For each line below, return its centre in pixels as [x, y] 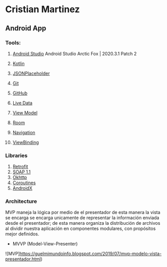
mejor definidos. [22, 234]
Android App [26, 28]
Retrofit [20, 167]
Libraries [16, 155]
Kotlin [18, 63]
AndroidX [23, 188]
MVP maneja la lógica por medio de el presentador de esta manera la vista [83, 213]
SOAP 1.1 [22, 172]
